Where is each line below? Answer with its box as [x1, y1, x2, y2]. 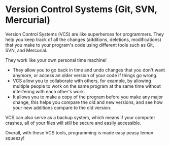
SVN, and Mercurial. [5, 47, 48, 53]
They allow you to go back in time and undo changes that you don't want [12, 67, 165, 73]
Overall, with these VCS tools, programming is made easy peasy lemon [5, 129, 154, 135]
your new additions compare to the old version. [12, 104, 112, 111]
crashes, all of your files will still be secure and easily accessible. [5, 120, 141, 126]
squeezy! [5, 135, 24, 141]
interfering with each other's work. [12, 88, 85, 94]
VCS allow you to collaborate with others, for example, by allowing [12, 78, 151, 84]
